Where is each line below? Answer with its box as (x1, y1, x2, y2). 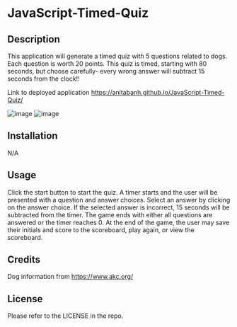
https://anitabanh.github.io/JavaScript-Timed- (91, 88, 225, 96)
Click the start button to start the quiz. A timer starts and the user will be (7, 188, 218, 196)
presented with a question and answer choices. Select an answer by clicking (7, 195, 231, 204)
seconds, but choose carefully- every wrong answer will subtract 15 (7, 67, 205, 75)
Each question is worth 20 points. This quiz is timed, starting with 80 (7, 59, 207, 68)
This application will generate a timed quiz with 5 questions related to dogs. (7, 52, 228, 60)
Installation (7, 130, 58, 142)
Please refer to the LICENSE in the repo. (7, 311, 124, 320)
